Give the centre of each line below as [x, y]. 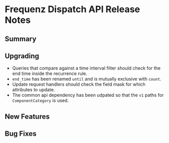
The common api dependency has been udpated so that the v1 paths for [88, 95]
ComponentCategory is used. [40, 100]
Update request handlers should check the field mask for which [79, 84]
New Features [27, 116]
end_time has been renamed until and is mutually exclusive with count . [87, 79]
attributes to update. [34, 90]
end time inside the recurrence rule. [50, 74]
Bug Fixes [21, 134]
